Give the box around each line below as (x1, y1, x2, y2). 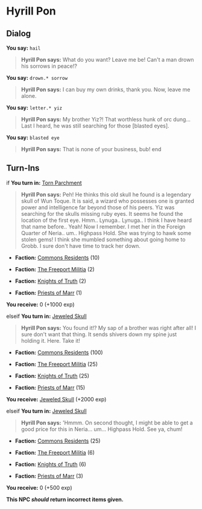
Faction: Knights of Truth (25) (14, 372, 89, 379)
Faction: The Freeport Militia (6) (14, 449, 95, 456)
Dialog (6, 28, 31, 39)
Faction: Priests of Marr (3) (14, 472, 83, 479)
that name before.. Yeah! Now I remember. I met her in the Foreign (21, 222, 186, 230)
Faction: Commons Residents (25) (14, 437, 101, 444)
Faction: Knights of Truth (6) (14, 461, 86, 468)
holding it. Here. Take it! (21, 337, 80, 344)
